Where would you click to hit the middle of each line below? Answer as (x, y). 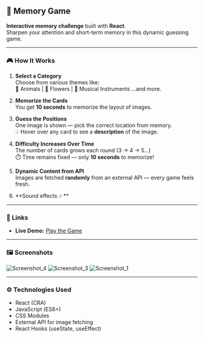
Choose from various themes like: (57, 83)
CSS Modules (32, 316)
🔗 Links (17, 218)
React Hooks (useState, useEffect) (58, 329)
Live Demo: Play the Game (49, 231)
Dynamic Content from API (49, 171)
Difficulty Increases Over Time (55, 144)
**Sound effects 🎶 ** (42, 196)
